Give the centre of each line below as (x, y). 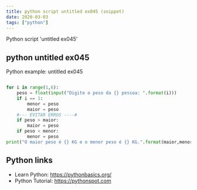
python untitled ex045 (48, 57)
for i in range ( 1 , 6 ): (33, 88)
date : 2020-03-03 (27, 17)
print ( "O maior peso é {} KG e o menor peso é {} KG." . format (84, 142)
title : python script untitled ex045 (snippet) (65, 11)
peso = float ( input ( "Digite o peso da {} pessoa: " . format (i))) (97, 93)
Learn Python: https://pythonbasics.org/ (63, 174)
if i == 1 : (30, 98)
